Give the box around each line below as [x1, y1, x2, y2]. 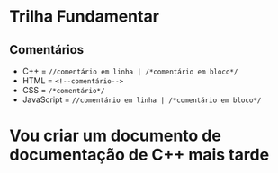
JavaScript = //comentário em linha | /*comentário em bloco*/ [22, 94, 262, 105]
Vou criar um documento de [9, 125, 222, 146]
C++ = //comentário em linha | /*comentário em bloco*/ [22, 65, 238, 76]
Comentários [9, 42, 85, 57]
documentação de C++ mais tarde [9, 145, 270, 165]
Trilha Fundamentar [9, 6, 160, 27]
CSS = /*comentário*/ [22, 85, 105, 95]
